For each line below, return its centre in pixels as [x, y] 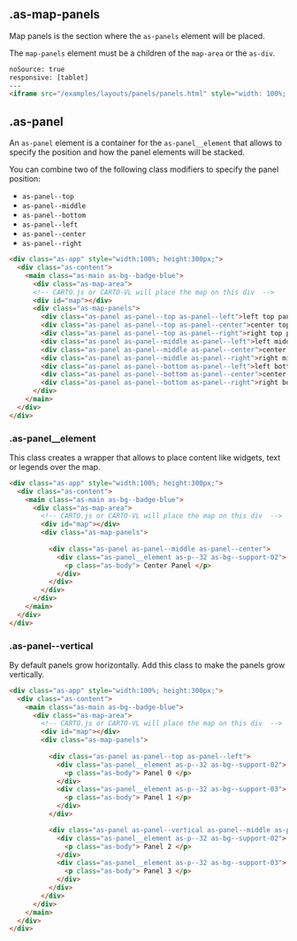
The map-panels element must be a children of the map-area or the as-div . [142, 53]
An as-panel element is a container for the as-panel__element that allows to [146, 143]
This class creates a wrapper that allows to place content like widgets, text [145, 457]
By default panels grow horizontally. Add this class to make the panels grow [147, 665]
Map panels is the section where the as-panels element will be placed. [137, 35]
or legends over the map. [55, 467]
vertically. [27, 674]
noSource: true [37, 69]
